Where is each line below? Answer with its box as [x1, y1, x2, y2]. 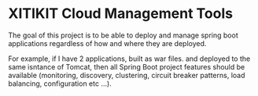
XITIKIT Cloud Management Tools [8, 5, 234, 23]
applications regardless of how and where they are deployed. [8, 38, 207, 48]
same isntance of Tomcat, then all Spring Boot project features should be [8, 62, 245, 71]
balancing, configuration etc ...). [8, 79, 112, 88]
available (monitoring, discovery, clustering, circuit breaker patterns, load [8, 70, 245, 80]
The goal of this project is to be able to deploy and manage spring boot [8, 30, 238, 40]
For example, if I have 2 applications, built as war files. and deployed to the [8, 54, 251, 63]
